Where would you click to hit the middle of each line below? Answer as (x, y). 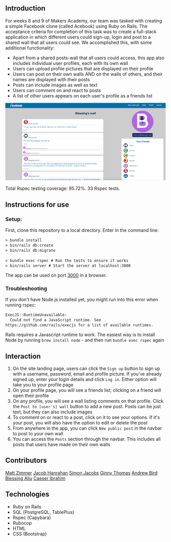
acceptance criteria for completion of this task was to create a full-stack (81, 31)
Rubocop (22, 523)
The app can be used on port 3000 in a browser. (56, 275)
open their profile (31, 396)
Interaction (23, 356)
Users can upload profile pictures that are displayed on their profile (83, 68)
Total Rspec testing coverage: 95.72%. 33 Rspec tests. (63, 188)
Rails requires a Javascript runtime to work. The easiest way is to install (80, 335)
